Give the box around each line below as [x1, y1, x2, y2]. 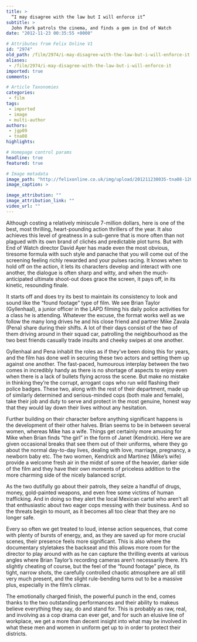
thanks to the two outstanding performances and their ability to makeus [6, 599, 179, 606]
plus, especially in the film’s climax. [6, 581, 91, 588]
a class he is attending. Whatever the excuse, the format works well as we [6, 311, 185, 318]
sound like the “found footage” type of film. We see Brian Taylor [6, 299, 160, 306]
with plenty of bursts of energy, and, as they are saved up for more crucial [6, 531, 186, 538]
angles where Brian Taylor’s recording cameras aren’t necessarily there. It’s [6, 556, 188, 563]
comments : [6, 74, 30, 80]
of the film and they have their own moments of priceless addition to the [6, 465, 181, 472]
